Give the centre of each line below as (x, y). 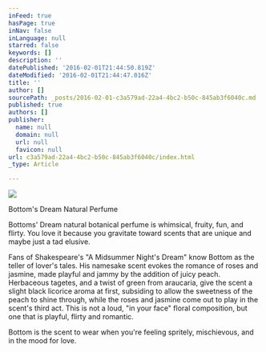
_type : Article (34, 165)
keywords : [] (30, 53)
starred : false (34, 46)
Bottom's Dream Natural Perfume (63, 210)
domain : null (37, 134)
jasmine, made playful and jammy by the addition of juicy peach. (115, 274)
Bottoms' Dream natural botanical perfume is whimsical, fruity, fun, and (126, 225)
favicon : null (39, 150)
